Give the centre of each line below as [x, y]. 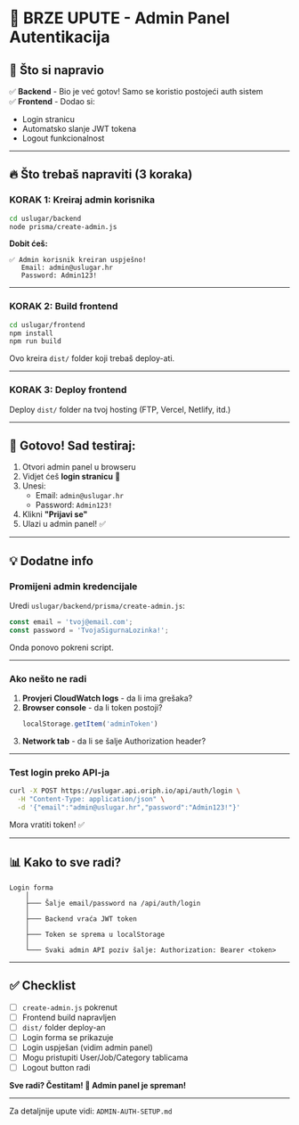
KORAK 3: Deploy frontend [68, 390]
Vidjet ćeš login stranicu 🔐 [71, 477]
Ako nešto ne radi [48, 678]
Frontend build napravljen [69, 1017]
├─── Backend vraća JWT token [81, 919]
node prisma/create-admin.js [63, 226]
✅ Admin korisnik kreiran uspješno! [78, 260]
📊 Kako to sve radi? [65, 862]
